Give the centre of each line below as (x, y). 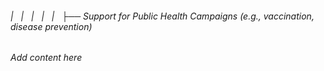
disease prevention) (51, 26)
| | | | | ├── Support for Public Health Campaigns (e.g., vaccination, (162, 16)
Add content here (46, 58)
